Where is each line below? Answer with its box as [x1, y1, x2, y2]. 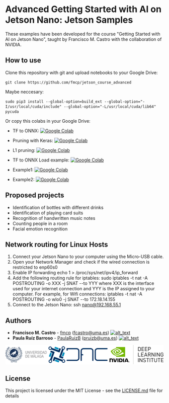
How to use [5, 56, 41, 65]
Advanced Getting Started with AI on [5, 4, 162, 15]
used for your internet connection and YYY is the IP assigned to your [12, 286, 155, 292]
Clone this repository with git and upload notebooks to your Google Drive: [5, 69, 158, 75]
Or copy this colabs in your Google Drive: [5, 118, 91, 124]
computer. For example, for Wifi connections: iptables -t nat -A [12, 291, 142, 297]
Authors [5, 316, 32, 325]
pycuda [5, 109, 19, 114]
